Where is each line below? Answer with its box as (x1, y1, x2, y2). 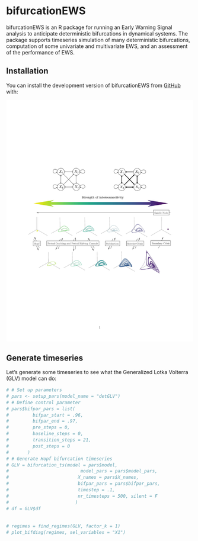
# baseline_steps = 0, (6, 431, 84, 437)
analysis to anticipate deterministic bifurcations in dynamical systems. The (6, 30, 189, 37)
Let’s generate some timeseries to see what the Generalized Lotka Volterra (6, 369, 189, 376)
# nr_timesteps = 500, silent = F (6, 493, 158, 499)
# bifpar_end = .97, (6, 418, 78, 424)
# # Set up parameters (6, 387, 62, 393)
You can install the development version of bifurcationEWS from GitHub (6, 82, 181, 89)
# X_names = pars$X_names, (6, 475, 139, 481)
